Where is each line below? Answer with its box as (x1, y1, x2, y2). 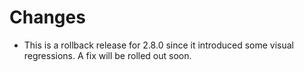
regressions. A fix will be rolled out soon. (23, 49, 192, 61)
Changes (9, 6, 86, 29)
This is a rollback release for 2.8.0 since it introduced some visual (23, 39, 294, 51)
